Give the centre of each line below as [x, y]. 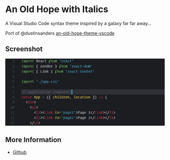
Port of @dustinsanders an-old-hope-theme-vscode [60, 33]
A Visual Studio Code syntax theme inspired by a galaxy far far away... [78, 23]
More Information [33, 140]
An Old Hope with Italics [57, 9]
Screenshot [24, 49]
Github [19, 152]
